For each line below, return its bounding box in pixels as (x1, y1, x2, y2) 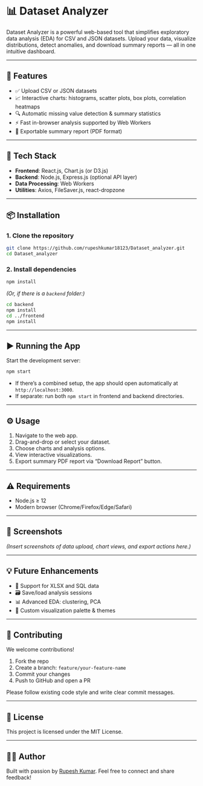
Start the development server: (6, 357, 81, 364)
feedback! (6, 774, 31, 781)
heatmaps (14, 103, 40, 110)
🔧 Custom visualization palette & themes (14, 607, 116, 614)
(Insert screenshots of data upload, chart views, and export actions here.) (6, 542, 192, 550)
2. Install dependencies (6, 265, 77, 273)
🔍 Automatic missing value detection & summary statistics (14, 110, 161, 117)
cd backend (6, 302, 34, 308)
